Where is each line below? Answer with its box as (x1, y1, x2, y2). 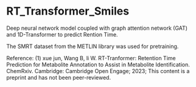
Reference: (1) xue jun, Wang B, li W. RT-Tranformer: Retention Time (6, 54, 176, 61)
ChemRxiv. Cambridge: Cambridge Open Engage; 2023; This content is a (6, 67, 190, 74)
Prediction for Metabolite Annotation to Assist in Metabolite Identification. (6, 61, 191, 68)
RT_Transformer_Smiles (6, 4, 130, 18)
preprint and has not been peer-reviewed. (6, 74, 111, 81)
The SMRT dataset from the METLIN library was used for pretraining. (6, 43, 179, 50)
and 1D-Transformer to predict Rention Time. (6, 30, 118, 38)
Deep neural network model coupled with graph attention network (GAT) (6, 24, 187, 32)
